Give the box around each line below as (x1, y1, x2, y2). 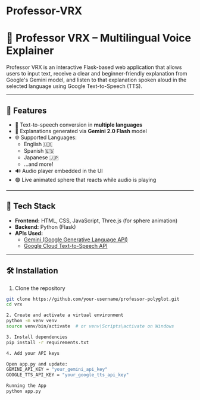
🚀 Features (6, 105, 47, 115)
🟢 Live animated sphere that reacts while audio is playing (14, 176, 157, 183)
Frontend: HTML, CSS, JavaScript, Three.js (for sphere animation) (14, 217, 178, 224)
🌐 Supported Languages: (14, 134, 77, 141)
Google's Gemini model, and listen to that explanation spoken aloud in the (6, 76, 187, 84)
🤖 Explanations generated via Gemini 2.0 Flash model (14, 127, 147, 134)
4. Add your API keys (6, 350, 60, 356)
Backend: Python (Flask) (14, 223, 76, 230)
